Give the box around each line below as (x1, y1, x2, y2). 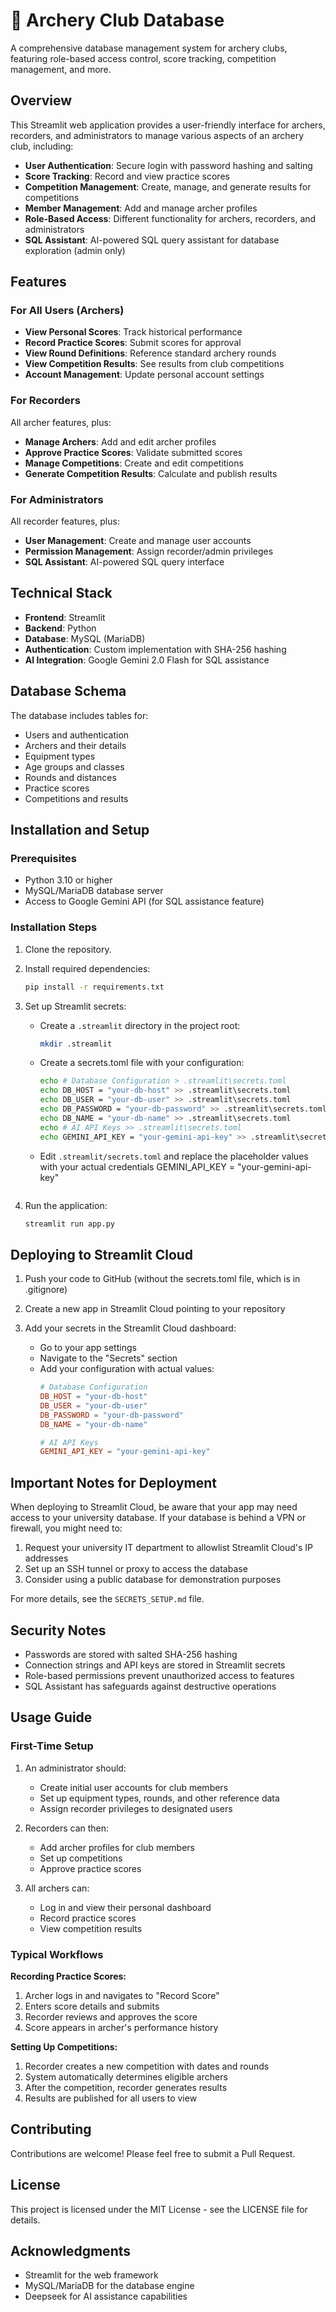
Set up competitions (39, 1852, 123, 1864)
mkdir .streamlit (39, 1039, 113, 1049)
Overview (10, 92, 73, 109)
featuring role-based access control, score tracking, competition (10, 52, 277, 64)
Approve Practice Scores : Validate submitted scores (24, 446, 243, 458)
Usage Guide (10, 1709, 93, 1726)
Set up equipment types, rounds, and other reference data (39, 1792, 280, 1804)
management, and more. (10, 63, 112, 75)
